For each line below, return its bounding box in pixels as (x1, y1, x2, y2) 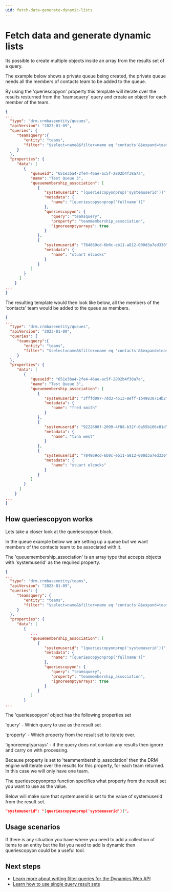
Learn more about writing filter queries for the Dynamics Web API (12, 876, 151, 882)
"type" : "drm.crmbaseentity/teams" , (10, 579, 88, 584)
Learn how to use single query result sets (12, 881, 100, 887)
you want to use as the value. (5, 783, 68, 789)
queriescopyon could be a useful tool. (5, 847, 85, 854)
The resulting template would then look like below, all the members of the (5, 299, 160, 306)
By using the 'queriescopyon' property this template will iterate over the (5, 88, 157, 94)
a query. (5, 63, 23, 69)
